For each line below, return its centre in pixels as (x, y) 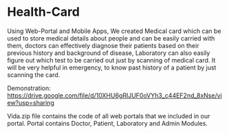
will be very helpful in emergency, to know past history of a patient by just (112, 67)
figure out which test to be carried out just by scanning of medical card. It (111, 60)
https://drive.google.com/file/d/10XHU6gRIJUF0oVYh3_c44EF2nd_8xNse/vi (115, 95)
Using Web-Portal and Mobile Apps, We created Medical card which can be (114, 31)
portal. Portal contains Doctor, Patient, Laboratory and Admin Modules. (108, 123)
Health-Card (44, 12)
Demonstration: (29, 88)
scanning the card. (34, 75)
